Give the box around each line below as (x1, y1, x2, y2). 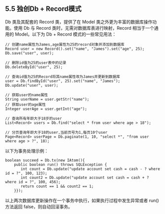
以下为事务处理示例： (5, 148, 48, 154)
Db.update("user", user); (5, 83, 58, 88)
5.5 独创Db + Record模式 (5, 4, 82, 13)
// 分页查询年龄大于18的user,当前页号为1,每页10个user (5, 130, 108, 135)
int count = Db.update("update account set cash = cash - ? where (20, 166, 161, 171)
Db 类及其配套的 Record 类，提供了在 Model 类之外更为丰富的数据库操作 (5, 19, 153, 25)
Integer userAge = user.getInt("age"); (5, 106, 87, 111)
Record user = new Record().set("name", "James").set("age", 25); (5, 46, 145, 51)
